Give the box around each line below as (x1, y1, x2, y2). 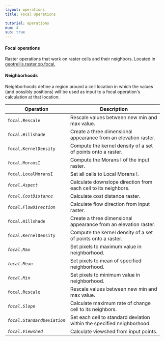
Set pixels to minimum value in (70, 271, 140, 278)
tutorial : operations (5, 21, 50, 26)
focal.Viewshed (7, 328, 43, 334)
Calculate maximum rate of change (70, 300, 151, 307)
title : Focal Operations (5, 12, 56, 17)
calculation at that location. (5, 94, 60, 100)
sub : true (5, 30, 26, 35)
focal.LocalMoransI (7, 171, 53, 177)
